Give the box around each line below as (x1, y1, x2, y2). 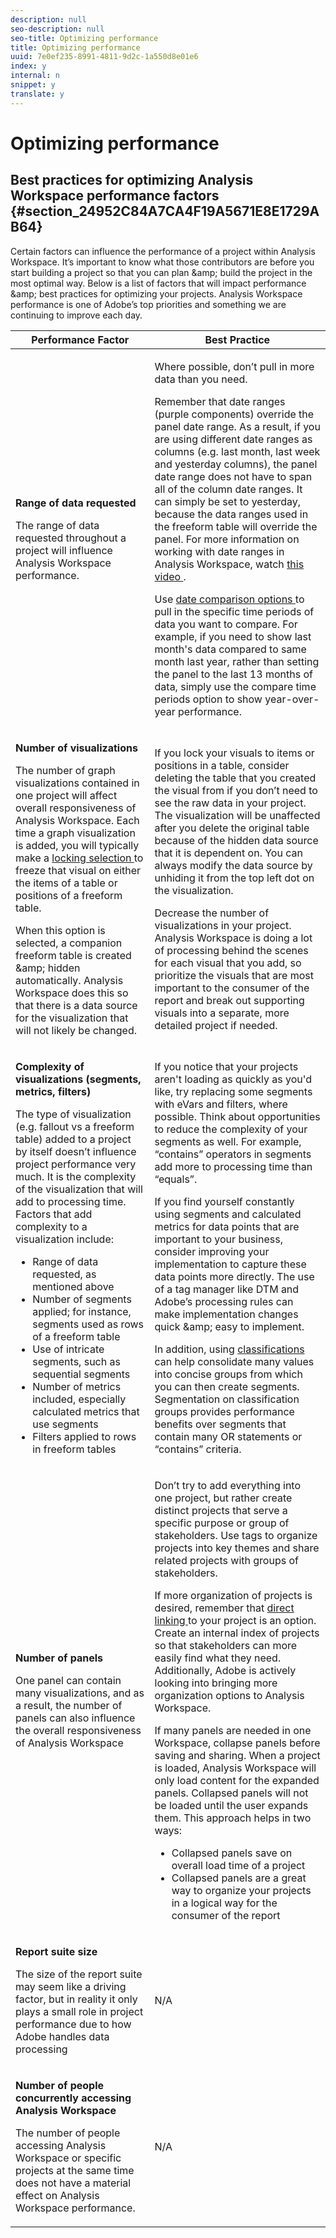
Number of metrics (32, 1379, 122, 1393)
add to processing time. (15, 1194, 127, 1208)
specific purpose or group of (154, 1516, 290, 1530)
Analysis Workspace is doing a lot (154, 931, 313, 945)
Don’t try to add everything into (154, 1478, 302, 1492)
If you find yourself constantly (154, 1194, 295, 1208)
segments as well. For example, (154, 1134, 302, 1148)
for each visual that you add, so (154, 956, 302, 970)
